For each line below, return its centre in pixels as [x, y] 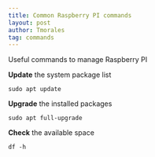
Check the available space [51, 133]
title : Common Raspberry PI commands [70, 15]
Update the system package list [60, 75]
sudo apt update [35, 89]
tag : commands [31, 37]
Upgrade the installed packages [60, 104]
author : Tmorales [37, 30]
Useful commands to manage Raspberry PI [78, 60]
